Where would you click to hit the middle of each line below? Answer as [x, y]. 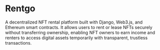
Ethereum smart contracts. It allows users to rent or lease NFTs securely [79, 27]
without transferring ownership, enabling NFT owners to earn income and [80, 32]
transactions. [19, 43]
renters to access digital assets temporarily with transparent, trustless [76, 38]
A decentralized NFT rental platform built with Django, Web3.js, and [74, 22]
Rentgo [20, 9]
